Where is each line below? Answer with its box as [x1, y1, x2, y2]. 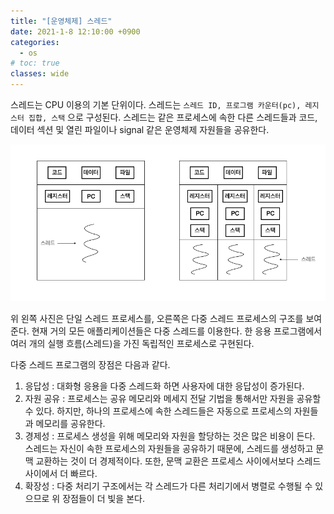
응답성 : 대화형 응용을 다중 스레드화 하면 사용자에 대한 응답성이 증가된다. [24, 380, 305, 392]
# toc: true [10, 58, 60, 69]
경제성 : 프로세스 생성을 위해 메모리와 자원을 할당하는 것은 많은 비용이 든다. [24, 430, 316, 442]
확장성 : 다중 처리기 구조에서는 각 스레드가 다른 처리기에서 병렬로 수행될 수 [24, 480, 313, 492]
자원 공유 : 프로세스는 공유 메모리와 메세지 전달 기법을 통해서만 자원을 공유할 [24, 392, 322, 404]
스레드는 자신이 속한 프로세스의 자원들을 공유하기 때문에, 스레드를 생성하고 [24, 442, 314, 454]
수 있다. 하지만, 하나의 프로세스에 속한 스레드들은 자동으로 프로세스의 [24, 405, 292, 417]
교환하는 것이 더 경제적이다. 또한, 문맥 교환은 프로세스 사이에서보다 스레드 [35, 455, 322, 467]
